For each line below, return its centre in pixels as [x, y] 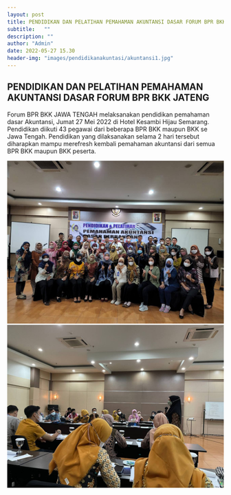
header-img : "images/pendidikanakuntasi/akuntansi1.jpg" [90, 59]
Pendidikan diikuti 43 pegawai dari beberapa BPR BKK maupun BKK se [107, 129]
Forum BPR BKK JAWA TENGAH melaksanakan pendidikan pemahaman [108, 114]
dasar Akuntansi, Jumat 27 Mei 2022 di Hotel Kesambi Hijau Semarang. [108, 121]
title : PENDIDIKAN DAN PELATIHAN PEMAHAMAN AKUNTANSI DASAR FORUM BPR [110, 22]
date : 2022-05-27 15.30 [41, 51]
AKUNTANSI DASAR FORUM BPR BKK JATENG [108, 98]
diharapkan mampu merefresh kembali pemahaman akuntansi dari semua [111, 143]
